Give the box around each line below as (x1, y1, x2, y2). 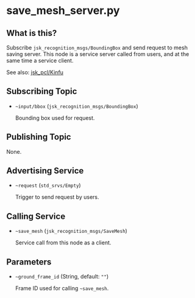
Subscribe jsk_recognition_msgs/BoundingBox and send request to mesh (6, 44, 188, 51)
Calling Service (6, 211, 66, 221)
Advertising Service (6, 165, 84, 176)
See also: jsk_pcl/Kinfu (6, 69, 64, 76)
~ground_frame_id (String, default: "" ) (15, 273, 108, 280)
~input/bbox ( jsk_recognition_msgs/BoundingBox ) (15, 102, 138, 109)
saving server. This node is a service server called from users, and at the (6, 50, 190, 58)
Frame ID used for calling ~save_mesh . (15, 285, 109, 292)
